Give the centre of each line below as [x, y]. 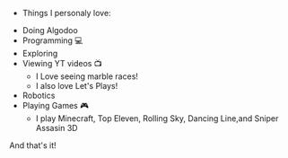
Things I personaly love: [66, 13]
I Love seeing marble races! [87, 76]
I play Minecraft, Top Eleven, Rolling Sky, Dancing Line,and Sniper [157, 118]
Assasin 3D [57, 128]
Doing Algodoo [50, 30]
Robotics [39, 95]
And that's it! [33, 145]
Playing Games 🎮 [56, 105]
